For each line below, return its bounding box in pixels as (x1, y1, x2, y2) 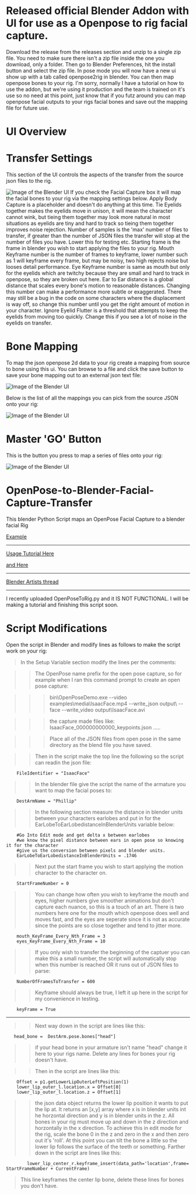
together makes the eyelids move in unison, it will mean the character (6, 207, 173, 214)
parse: (34, 967, 51, 974)
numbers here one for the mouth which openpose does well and (34, 909, 190, 916)
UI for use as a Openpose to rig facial (6, 16, 188, 30)
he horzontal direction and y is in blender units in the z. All (34, 1112, 175, 1119)
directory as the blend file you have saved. (49, 741, 152, 748)
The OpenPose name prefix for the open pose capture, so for (34, 670, 182, 677)
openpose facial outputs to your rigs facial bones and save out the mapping (6, 98, 188, 105)
